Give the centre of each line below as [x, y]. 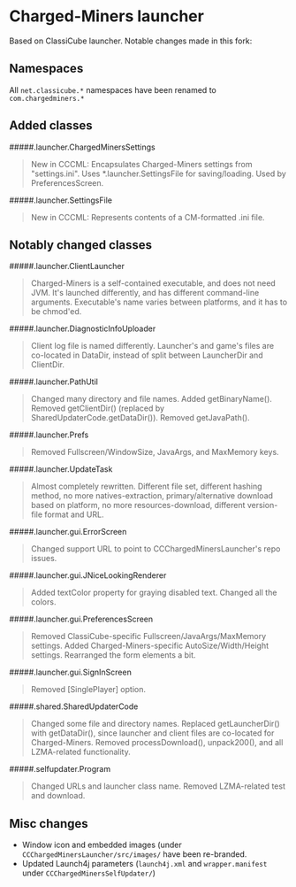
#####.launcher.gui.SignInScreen [71, 672]
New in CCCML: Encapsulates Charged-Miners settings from [141, 164]
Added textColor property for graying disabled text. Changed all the [154, 593]
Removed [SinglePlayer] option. [88, 690]
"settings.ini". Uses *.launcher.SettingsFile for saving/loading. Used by [159, 174]
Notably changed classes [81, 245]
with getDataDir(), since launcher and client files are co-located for [152, 733]
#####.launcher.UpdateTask [61, 469]
